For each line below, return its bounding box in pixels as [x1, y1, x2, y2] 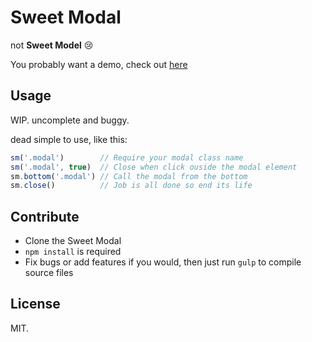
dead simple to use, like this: [10, 133, 128, 145]
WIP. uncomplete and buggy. [10, 114, 130, 126]
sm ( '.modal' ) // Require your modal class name [10, 152, 244, 163]
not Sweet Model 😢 [10, 39, 94, 51]
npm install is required [24, 246, 122, 258]
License [10, 296, 61, 313]
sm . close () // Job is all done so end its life [10, 181, 253, 191]
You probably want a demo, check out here [10, 58, 188, 70]
